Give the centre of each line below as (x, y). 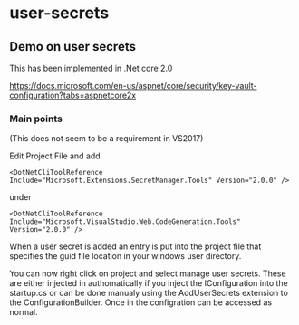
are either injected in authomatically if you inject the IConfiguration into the (149, 283)
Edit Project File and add (55, 156)
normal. (24, 312)
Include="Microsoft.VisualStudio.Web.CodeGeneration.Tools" (125, 222)
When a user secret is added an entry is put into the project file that (135, 246)
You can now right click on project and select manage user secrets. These (148, 273)
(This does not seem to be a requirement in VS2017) (106, 139)
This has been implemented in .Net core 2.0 (91, 68)
